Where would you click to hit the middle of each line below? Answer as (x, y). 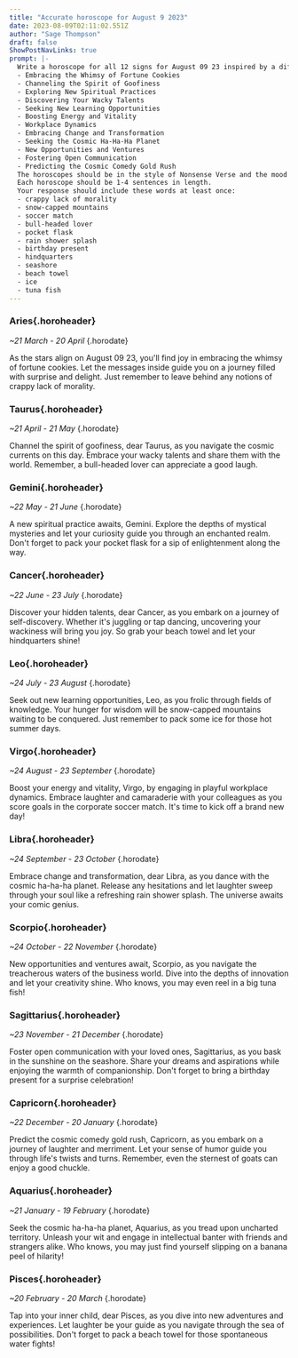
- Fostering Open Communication (77, 158)
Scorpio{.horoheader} (58, 927)
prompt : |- (29, 59)
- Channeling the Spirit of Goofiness (89, 84)
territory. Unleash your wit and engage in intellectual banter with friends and (149, 1237)
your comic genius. (44, 904)
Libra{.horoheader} (52, 839)
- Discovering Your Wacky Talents (81, 100)
